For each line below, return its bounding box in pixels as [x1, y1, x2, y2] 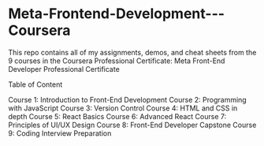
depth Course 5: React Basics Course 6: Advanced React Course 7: [8, 111, 227, 121]
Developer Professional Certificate [8, 64, 120, 73]
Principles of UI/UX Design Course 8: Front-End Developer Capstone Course [8, 120, 257, 129]
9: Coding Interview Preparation [8, 128, 112, 138]
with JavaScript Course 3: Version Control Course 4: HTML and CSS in [8, 103, 238, 113]
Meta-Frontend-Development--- [8, 5, 225, 23]
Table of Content [8, 80, 63, 89]
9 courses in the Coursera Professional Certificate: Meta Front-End [8, 56, 225, 66]
